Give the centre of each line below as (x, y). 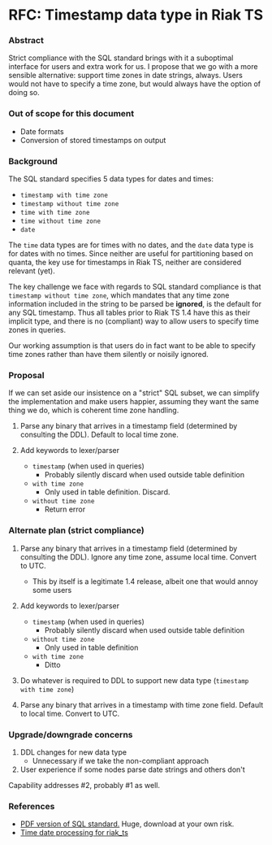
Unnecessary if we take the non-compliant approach (121, 760)
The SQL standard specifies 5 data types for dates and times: (111, 179)
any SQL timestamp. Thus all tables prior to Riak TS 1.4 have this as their (130, 313)
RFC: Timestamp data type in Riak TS (136, 15)
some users (52, 590)
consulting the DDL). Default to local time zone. (99, 435)
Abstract (26, 41)
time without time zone (60, 221)
